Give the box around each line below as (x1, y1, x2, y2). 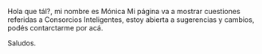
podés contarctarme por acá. (7, 23, 104, 32)
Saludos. (7, 38, 37, 48)
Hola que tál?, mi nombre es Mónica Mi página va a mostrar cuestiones (7, 7, 240, 16)
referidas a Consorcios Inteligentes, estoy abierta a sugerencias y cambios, (7, 15, 255, 24)
